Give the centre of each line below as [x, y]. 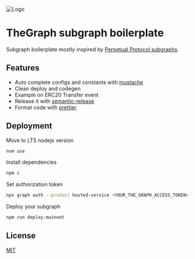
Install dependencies [32, 162]
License [21, 236]
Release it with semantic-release [54, 101]
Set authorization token [35, 184]
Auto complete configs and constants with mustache [79, 82]
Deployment [29, 126]
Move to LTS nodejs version [40, 140]
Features [23, 68]
